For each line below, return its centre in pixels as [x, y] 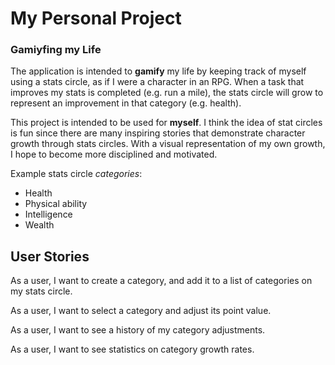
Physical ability [56, 204]
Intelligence [48, 214]
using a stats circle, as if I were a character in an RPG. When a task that [157, 82]
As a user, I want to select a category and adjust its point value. [141, 311]
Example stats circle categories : [76, 174]
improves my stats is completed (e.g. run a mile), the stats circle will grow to [167, 93]
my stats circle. [41, 291]
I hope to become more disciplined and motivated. [114, 154]
